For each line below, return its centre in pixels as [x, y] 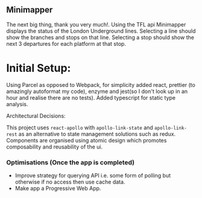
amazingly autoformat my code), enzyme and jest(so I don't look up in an [97, 91]
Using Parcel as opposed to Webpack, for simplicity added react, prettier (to [101, 85]
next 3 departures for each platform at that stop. [66, 43]
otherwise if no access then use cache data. [70, 182]
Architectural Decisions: [36, 116]
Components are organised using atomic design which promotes [87, 140]
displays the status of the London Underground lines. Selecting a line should [101, 31]
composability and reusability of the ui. [55, 147]
